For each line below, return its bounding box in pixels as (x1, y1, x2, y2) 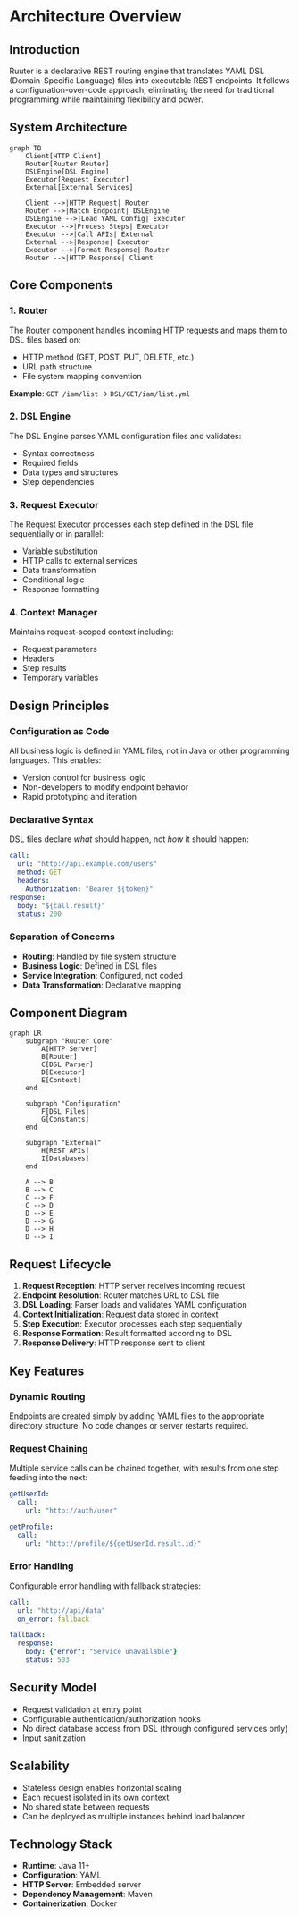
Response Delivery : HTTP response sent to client (21, 1337, 206, 1348)
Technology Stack (9, 1836, 112, 1852)
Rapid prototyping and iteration (21, 792, 137, 802)
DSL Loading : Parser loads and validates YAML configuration (21, 1300, 247, 1310)
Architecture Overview (9, 6, 182, 27)
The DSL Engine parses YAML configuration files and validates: (9, 430, 242, 441)
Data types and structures (21, 467, 119, 478)
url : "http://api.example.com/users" (17, 860, 158, 869)
